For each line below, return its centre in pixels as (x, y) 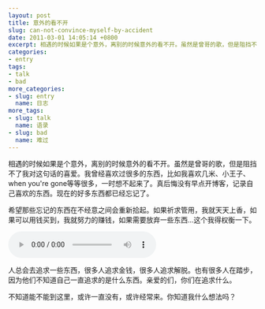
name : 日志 (32, 103)
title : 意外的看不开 (38, 23)
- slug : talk (30, 118)
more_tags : (26, 111)
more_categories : (37, 89)
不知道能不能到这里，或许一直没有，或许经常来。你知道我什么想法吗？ (122, 296)
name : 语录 (32, 125)
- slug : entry (32, 96)
